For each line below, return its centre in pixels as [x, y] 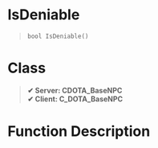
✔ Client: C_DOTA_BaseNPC [75, 99]
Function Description [79, 132]
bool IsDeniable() [58, 36]
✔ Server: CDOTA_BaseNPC [75, 90]
